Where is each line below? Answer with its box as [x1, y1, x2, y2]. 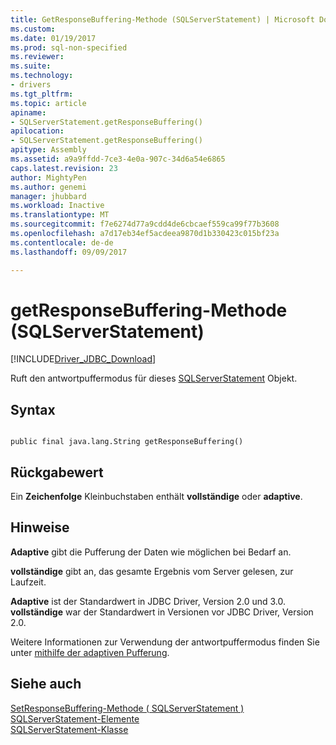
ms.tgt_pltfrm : [10, 89, 74, 99]
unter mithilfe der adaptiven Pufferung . [10, 646, 170, 658]
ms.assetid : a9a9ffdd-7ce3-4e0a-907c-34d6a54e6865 [10, 154, 226, 164]
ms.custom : [10, 24, 56, 34]
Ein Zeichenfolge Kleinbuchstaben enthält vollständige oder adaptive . [10, 491, 303, 503]
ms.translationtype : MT [10, 210, 110, 220]
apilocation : [10, 126, 65, 136]
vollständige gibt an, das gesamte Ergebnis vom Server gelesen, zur [10, 565, 294, 577]
